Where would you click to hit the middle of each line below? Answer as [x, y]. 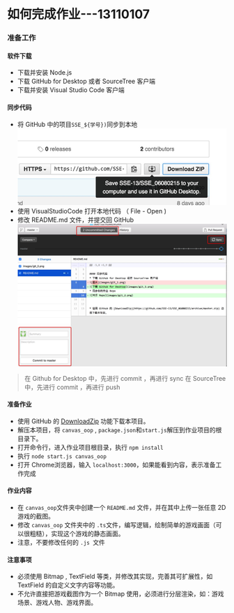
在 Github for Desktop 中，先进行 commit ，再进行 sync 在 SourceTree [125, 378]
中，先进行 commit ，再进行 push [72, 387]
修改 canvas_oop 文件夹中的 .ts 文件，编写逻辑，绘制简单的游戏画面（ [116, 524]
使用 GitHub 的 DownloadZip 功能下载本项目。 [83, 421]
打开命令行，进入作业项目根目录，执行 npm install [90, 447]
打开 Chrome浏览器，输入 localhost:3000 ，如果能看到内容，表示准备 [116, 464]
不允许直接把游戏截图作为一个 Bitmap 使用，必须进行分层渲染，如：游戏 [120, 594]
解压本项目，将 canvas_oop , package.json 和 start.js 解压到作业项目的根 [119, 430]
